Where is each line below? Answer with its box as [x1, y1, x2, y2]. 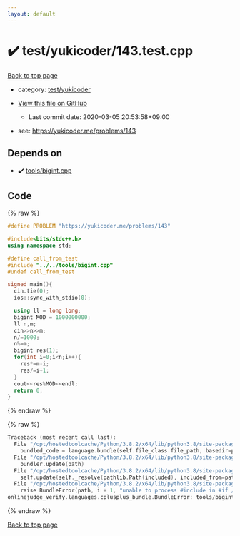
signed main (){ [7, 281, 53, 288]
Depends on [7, 147, 63, 159]
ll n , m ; [14, 320, 37, 328]
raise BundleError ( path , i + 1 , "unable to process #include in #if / [20, 487, 235, 495]
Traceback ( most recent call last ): [7, 434, 116, 441]
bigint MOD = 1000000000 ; [14, 313, 91, 321]
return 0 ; [14, 387, 43, 394]
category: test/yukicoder [17, 85, 91, 93]
